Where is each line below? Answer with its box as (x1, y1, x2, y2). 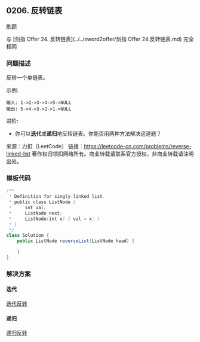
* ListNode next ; (8, 210, 63, 216)
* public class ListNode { (8, 199, 76, 205)
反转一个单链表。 (6, 74, 48, 81)
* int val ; (8, 205, 47, 211)
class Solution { (6, 233, 50, 239)
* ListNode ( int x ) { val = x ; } (8, 216, 100, 222)
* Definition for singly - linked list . (8, 194, 106, 200)
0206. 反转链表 (6, 5, 63, 16)
